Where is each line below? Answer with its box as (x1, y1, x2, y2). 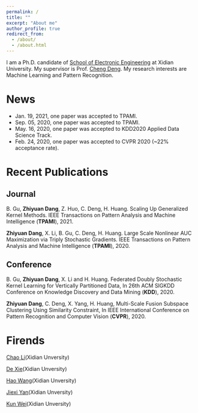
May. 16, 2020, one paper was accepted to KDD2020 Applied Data (14, 125, 179, 132)
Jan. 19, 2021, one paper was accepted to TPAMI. (14, 112, 137, 119)
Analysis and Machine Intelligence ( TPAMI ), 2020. (6, 242, 130, 249)
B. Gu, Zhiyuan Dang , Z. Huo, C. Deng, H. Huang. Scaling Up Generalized (6, 205, 188, 212)
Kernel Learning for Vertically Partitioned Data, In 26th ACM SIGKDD (6, 282, 175, 289)
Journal (6, 189, 36, 199)
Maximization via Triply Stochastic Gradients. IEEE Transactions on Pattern (6, 235, 191, 243)
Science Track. (14, 131, 52, 139)
